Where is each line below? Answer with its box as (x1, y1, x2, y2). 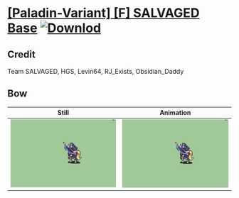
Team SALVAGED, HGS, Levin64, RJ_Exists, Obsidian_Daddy (7, 67, 184, 75)
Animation (159, 109, 191, 117)
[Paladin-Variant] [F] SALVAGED (7, 5, 201, 21)
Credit (7, 48, 36, 60)
